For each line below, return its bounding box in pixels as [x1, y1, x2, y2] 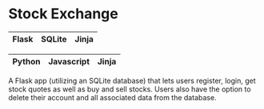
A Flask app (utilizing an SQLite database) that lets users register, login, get [8, 76, 256, 85]
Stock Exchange [8, 5, 118, 23]
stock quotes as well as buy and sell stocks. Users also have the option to [8, 84, 251, 94]
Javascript [47, 56, 90, 67]
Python [12, 56, 41, 67]
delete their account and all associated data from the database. [8, 92, 218, 102]
